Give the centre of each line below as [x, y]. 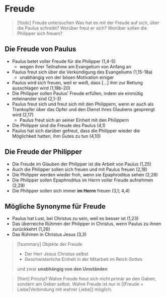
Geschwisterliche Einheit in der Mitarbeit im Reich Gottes [84, 259]
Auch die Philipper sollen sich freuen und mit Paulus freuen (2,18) [80, 169]
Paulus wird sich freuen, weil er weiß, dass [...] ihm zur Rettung [77, 82]
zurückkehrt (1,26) [31, 229]
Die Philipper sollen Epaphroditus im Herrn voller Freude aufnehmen [82, 180]
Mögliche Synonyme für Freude [55, 206]
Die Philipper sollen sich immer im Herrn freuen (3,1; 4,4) [71, 190]
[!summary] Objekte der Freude [50, 244]
